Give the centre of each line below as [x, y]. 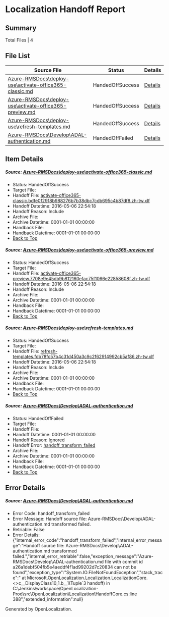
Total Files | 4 [19, 40]
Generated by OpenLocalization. [39, 609]
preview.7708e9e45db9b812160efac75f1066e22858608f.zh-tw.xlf [81, 279]
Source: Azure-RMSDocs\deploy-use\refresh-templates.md [69, 328]
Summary [21, 28]
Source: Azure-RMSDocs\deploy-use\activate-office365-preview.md [79, 250]
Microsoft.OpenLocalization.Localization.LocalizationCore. [87, 578]
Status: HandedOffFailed [38, 419]
